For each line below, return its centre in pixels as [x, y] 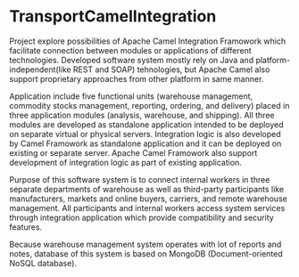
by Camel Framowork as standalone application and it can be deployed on [145, 143]
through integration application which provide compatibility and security [141, 217]
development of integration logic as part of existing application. [126, 162]
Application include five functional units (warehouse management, [131, 96]
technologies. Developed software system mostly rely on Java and [132, 60]
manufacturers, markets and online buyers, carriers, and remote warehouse [148, 199]
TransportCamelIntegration [113, 16]
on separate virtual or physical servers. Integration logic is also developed [145, 134]
